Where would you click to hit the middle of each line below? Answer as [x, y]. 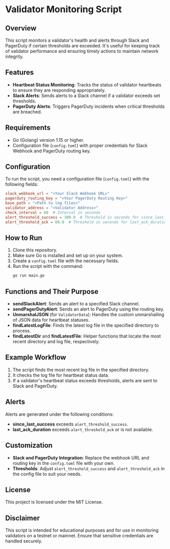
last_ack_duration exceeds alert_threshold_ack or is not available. [83, 429]
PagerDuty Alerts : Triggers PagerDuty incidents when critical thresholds [89, 106]
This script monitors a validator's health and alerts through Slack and [77, 40]
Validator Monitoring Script [63, 9]
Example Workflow [36, 358]
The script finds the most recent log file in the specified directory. [81, 370]
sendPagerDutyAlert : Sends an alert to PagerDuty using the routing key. [88, 309]
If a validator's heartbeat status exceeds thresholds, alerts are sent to [85, 380]
